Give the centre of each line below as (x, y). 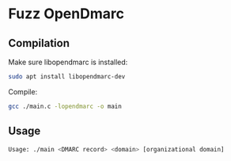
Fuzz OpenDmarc (66, 14)
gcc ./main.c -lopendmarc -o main (65, 106)
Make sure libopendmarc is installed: (68, 62)
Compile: (23, 91)
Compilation (39, 43)
